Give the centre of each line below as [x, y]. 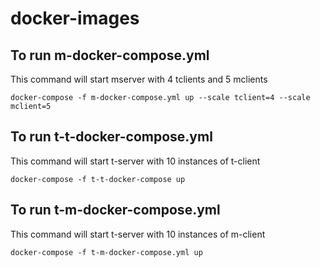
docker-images [75, 18]
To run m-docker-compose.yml [110, 55]
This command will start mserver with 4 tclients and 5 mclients [139, 79]
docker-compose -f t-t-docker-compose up [98, 179]
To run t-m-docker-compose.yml [115, 210]
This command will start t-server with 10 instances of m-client [138, 234]
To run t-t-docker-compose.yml [111, 137]
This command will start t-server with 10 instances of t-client [135, 161]
